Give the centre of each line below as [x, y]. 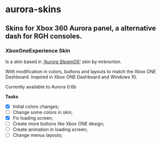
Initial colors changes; [36, 106]
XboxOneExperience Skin [38, 50]
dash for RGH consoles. [44, 36]
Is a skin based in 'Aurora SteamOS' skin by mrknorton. [63, 62]
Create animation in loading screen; [50, 130]
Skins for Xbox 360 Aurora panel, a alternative [81, 28]
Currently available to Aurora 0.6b [41, 87]
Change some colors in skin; [43, 112]
